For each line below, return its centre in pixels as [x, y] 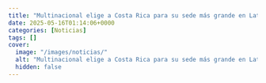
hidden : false [38, 67]
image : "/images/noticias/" [62, 52]
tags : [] [23, 38]
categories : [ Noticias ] [47, 30]
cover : [19, 45]
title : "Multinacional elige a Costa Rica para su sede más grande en [127, 15]
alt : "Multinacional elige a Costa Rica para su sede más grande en [131, 60]
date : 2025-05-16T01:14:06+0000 [61, 23]
